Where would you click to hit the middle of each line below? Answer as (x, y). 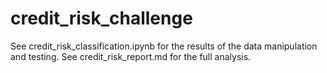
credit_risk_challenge (101, 18)
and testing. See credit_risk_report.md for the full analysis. (131, 56)
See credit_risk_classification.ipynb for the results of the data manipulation (164, 46)
